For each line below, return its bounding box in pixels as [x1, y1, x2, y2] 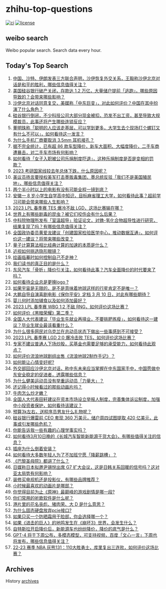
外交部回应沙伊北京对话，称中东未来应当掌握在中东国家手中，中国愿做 [12, 365, 156, 371]
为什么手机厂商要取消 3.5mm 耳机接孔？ [12, 137, 94, 143]
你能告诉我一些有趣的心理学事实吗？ [12, 427, 87, 433]
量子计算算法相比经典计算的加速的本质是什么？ [12, 242, 108, 248]
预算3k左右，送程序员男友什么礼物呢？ [12, 408, 92, 414]
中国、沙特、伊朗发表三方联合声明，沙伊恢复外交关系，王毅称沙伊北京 [12, 75, 156, 81]
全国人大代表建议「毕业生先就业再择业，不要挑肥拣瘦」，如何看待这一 [12, 316, 154, 322]
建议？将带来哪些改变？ [26, 236, 74, 241]
